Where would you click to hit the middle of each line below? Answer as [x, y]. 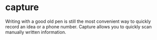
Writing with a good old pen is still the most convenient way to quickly [78, 21]
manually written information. [36, 32]
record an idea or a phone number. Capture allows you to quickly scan [78, 26]
